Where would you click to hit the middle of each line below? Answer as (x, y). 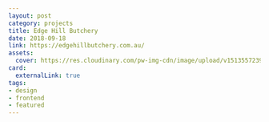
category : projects (41, 23)
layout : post (30, 16)
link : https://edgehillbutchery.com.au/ (77, 46)
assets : (21, 53)
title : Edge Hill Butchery (53, 31)
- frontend (26, 98)
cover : (26, 61)
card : (17, 68)
